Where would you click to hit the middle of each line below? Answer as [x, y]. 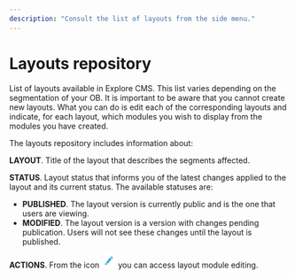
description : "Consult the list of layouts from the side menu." [132, 19]
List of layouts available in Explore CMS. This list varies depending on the [143, 88]
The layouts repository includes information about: [101, 143]
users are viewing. [56, 213]
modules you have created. [59, 126]
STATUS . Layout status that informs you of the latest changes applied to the [147, 177]
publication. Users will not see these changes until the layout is [137, 232]
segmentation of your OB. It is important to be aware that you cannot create [147, 97]
